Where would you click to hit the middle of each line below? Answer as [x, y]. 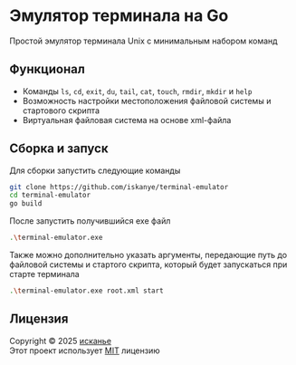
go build [26, 204]
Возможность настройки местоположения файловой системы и [147, 101]
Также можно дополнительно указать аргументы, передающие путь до [148, 255]
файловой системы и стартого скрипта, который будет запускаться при [148, 264]
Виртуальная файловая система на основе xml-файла [127, 120]
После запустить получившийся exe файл [90, 221]
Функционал [48, 69]
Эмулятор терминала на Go [119, 16]
